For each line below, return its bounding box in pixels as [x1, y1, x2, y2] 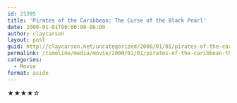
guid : [7, 43, 23, 50]
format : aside [7, 69, 49, 76]
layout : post [7, 37, 46, 44]
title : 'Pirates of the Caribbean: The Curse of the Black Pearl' [7, 17, 207, 24]
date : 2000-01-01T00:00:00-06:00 [7, 23, 106, 30]
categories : [7, 56, 42, 63]
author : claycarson [7, 30, 65, 37]
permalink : [7, 50, 39, 57]
